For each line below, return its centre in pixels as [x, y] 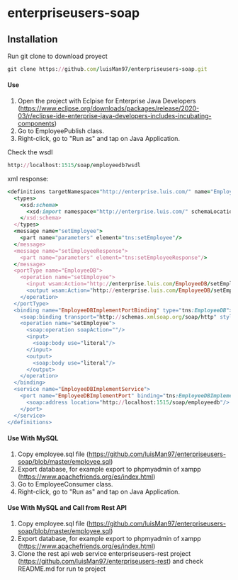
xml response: [28, 178]
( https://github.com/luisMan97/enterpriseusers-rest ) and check [110, 561]
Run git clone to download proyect [57, 56]
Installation [33, 39]
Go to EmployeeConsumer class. [65, 484]
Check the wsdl [30, 152]
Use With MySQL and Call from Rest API [67, 508]
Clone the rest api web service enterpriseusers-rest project [104, 553]
